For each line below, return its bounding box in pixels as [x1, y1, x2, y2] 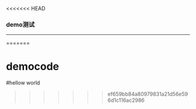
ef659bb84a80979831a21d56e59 [107, 90, 188, 98]
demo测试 [6, 20, 35, 29]
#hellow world [6, 79, 40, 86]
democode [6, 60, 60, 73]
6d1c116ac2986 [107, 97, 145, 104]
